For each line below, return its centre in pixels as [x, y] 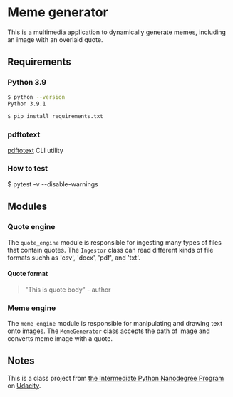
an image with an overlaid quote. [55, 39]
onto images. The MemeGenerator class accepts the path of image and [109, 331]
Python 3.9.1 [27, 104]
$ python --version [36, 97]
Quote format [28, 274]
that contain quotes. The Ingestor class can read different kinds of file [110, 250]
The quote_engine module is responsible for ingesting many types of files [115, 242]
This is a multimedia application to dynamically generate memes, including [117, 32]
